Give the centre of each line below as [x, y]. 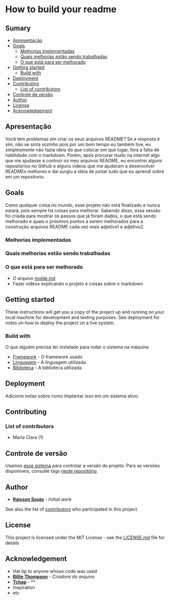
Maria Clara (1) [28, 437]
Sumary [18, 28]
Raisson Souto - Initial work [42, 499]
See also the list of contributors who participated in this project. [72, 509]
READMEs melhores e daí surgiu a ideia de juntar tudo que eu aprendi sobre [85, 171]
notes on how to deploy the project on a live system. [60, 323]
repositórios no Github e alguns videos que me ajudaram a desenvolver [80, 166]
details [12, 542]
